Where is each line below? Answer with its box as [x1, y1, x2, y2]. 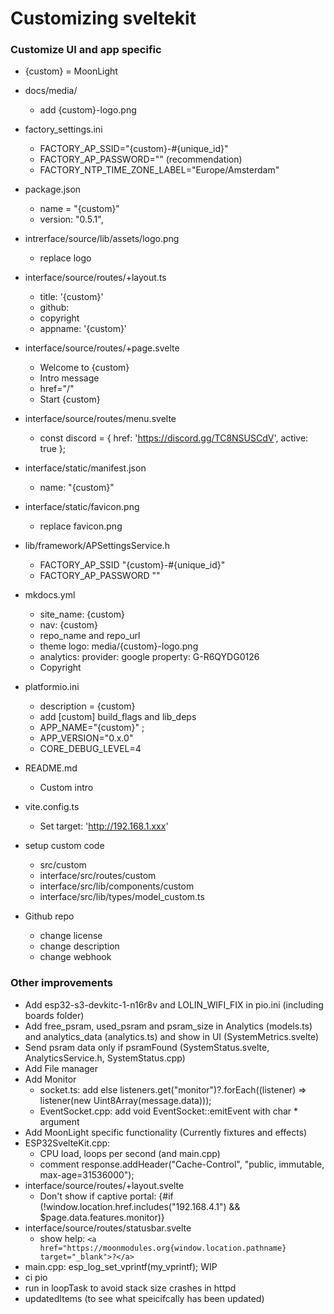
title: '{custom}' [39, 291, 104, 303]
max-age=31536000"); [39, 1168, 135, 1181]
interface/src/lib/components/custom [39, 880, 195, 892]
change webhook [39, 951, 112, 963]
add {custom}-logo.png [39, 104, 137, 116]
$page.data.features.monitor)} [39, 1211, 165, 1223]
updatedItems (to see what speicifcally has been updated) [24, 1292, 265, 1304]
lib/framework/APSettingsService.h [24, 540, 171, 552]
